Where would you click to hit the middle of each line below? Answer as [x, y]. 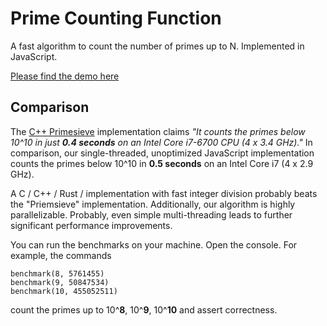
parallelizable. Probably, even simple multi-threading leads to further [151, 214]
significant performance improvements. [91, 225]
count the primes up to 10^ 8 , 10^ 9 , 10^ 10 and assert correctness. [144, 309]
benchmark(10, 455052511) [64, 291]
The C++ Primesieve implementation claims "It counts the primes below [158, 131]
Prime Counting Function [116, 18]
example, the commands [61, 255]
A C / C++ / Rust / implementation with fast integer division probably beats [164, 193]
